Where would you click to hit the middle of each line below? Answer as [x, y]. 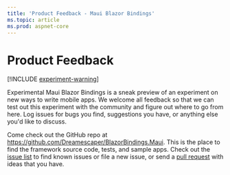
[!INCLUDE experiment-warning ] [53, 79]
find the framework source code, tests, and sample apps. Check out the [109, 150]
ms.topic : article [33, 20]
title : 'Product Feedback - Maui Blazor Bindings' [81, 13]
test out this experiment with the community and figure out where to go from [115, 107]
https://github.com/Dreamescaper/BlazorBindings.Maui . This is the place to [114, 142]
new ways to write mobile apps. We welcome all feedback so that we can [111, 100]
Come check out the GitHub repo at [57, 135]
